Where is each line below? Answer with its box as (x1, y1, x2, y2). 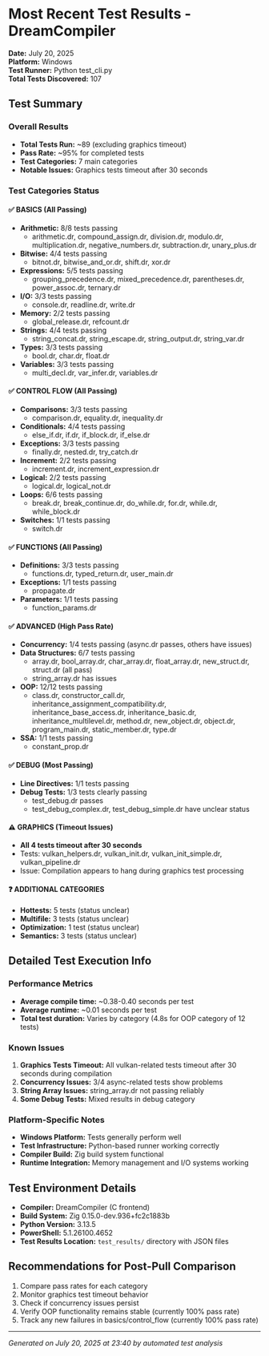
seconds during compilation (19, 1068, 112, 1078)
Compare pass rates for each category (19, 1281, 148, 1290)
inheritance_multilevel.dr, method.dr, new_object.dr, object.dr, (31, 716, 236, 726)
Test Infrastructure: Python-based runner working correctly (19, 1141, 220, 1151)
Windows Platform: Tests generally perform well (19, 1132, 182, 1142)
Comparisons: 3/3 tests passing (19, 404, 128, 414)
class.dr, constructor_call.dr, (31, 691, 126, 700)
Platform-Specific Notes (8, 1114, 106, 1125)
